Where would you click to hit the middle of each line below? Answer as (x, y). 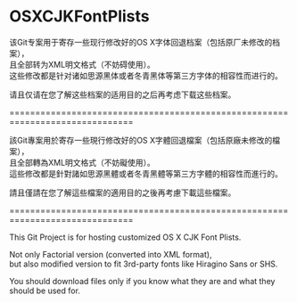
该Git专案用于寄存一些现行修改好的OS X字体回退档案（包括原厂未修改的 (141, 42)
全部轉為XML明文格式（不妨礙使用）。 (86, 162)
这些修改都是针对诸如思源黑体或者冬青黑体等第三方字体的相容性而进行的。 (146, 75)
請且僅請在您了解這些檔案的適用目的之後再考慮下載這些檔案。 (123, 192)
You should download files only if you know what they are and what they (142, 281)
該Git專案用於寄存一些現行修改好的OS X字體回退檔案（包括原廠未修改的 (141, 140)
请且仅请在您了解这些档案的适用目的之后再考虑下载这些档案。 (123, 94)
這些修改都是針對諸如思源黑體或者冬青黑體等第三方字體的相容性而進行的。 (146, 173)
